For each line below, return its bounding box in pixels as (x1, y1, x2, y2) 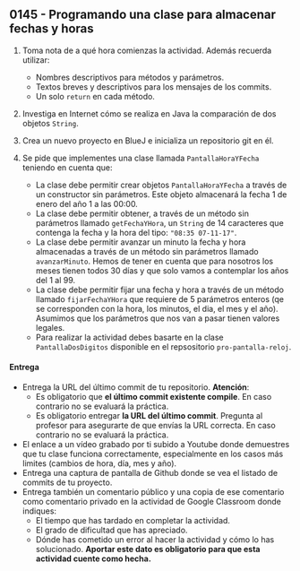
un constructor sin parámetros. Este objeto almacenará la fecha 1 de (35, 188, 287, 200)
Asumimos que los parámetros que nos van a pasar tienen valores (35, 313, 280, 324)
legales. (35, 322, 65, 333)
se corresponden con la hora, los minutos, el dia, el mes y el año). (35, 303, 279, 314)
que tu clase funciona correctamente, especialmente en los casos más (21, 448, 284, 460)
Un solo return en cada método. (35, 91, 155, 101)
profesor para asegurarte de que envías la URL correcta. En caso (35, 420, 276, 431)
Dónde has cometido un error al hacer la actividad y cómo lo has (35, 534, 275, 545)
